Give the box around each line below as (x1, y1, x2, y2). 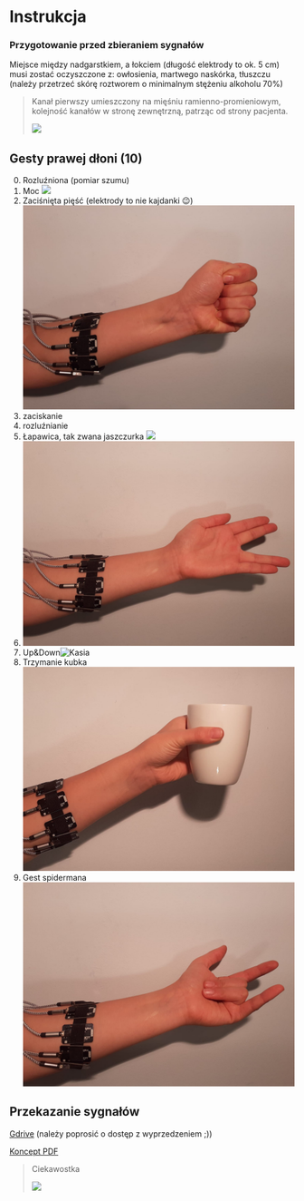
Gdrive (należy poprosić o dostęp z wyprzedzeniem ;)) (9, 1128, 213, 1139)
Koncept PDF (9, 1146, 59, 1157)
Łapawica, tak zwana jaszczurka (22, 431, 145, 442)
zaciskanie (22, 411, 63, 422)
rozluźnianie (22, 420, 69, 432)
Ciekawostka (31, 1163, 81, 1174)
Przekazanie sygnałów (9, 1104, 140, 1119)
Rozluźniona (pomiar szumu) (22, 175, 129, 186)
